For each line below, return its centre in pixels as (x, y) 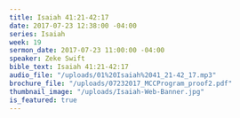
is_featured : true (43, 100)
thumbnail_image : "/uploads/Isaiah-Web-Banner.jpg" (107, 91)
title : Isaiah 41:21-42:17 (59, 17)
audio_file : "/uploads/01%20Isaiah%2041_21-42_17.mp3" (113, 75)
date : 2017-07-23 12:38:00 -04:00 (73, 26)
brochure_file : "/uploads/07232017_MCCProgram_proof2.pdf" (121, 83)
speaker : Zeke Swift (48, 59)
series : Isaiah (37, 34)
